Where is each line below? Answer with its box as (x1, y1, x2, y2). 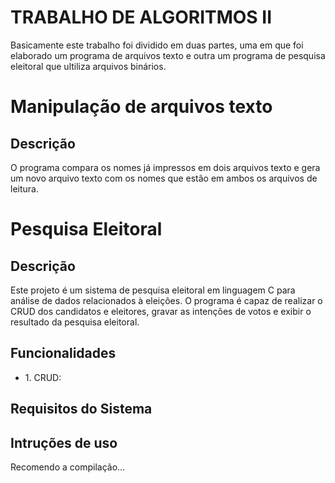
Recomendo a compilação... (10, 461, 126, 473)
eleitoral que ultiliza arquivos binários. (10, 60, 167, 72)
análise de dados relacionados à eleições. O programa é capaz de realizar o (10, 294, 323, 306)
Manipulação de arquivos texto (10, 96, 273, 118)
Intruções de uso (10, 434, 118, 451)
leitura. (10, 182, 39, 195)
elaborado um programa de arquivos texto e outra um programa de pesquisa (10, 49, 326, 61)
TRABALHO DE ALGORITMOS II (10, 6, 273, 29)
